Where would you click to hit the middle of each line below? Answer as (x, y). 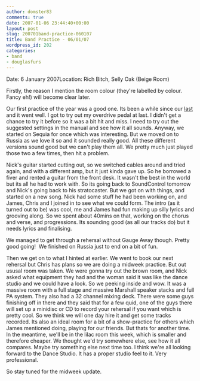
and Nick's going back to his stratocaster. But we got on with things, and (96, 190)
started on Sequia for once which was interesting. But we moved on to (93, 134)
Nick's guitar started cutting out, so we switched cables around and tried (96, 165)
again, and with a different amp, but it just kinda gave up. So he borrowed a (99, 171)
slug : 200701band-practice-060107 (49, 34)
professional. (22, 359)
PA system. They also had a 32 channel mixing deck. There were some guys (100, 296)
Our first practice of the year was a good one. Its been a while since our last (99, 108)
